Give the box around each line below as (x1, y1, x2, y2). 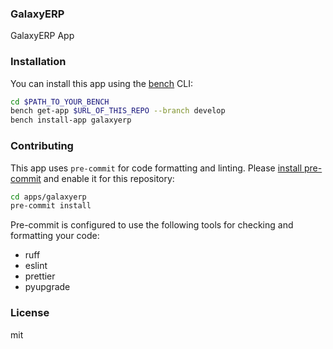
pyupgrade (24, 281, 71, 293)
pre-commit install (10, 201, 92, 211)
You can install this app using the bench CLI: (10, 77, 194, 89)
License (10, 306, 50, 320)
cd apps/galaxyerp (10, 192, 87, 202)
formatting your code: (10, 230, 100, 242)
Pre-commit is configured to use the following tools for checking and (10, 219, 294, 231)
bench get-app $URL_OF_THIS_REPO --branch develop (10, 106, 226, 116)
